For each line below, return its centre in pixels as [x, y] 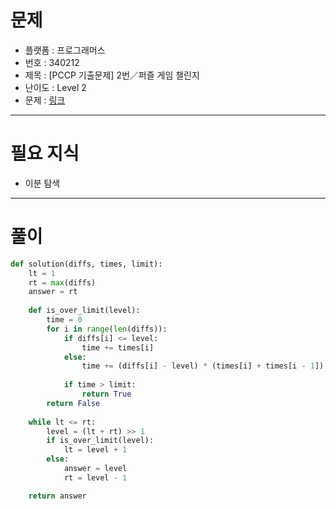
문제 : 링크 [45, 100]
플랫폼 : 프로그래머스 [65, 50]
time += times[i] [118, 347]
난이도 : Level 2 [55, 87]
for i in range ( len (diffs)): [107, 329]
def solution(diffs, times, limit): [86, 264]
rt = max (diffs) [62, 282]
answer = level [95, 469]
